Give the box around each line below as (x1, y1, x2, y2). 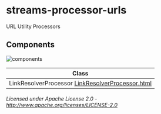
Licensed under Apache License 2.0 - (6, 95, 98, 102)
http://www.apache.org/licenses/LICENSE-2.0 (6, 102, 118, 109)
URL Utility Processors (6, 23, 61, 30)
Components (6, 40, 55, 50)
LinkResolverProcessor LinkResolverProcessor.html (9, 79, 152, 87)
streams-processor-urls (6, 4, 127, 17)
